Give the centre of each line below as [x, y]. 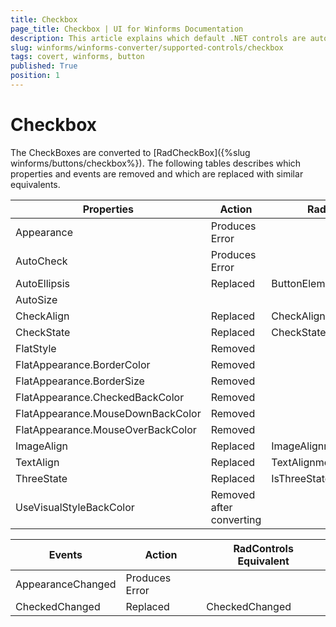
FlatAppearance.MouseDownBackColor [108, 413]
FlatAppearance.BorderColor [83, 364]
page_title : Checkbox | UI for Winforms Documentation [127, 29]
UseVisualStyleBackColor [75, 507]
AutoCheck [41, 261]
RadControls [263, 548]
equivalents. [35, 184]
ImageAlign [41, 446]
